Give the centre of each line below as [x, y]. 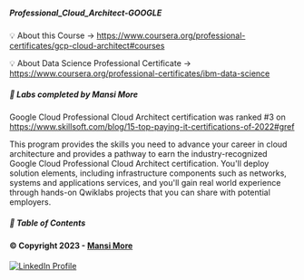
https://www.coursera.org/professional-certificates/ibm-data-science [140, 73]
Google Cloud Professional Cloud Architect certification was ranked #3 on [147, 117]
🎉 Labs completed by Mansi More [74, 94]
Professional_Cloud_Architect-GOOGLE [86, 13]
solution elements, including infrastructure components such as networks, [148, 173]
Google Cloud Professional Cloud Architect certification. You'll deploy [139, 163]
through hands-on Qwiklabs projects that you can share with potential [140, 192]
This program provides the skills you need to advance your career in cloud [148, 144]
